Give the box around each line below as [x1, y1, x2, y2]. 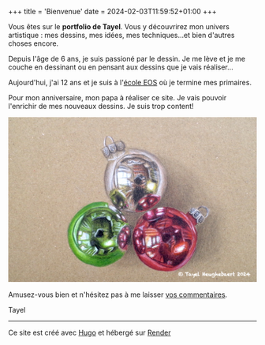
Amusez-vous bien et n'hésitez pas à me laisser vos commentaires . [8, 290, 228, 299]
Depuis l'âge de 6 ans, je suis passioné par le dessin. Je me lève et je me [8, 54, 246, 63]
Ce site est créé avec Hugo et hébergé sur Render [8, 328, 171, 337]
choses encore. [8, 39, 59, 48]
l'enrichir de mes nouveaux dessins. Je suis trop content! [8, 102, 195, 111]
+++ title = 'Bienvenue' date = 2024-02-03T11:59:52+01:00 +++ [8, 7, 217, 16]
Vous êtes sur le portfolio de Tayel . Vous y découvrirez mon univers [8, 22, 230, 31]
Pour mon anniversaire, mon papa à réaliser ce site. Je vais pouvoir [8, 93, 227, 102]
